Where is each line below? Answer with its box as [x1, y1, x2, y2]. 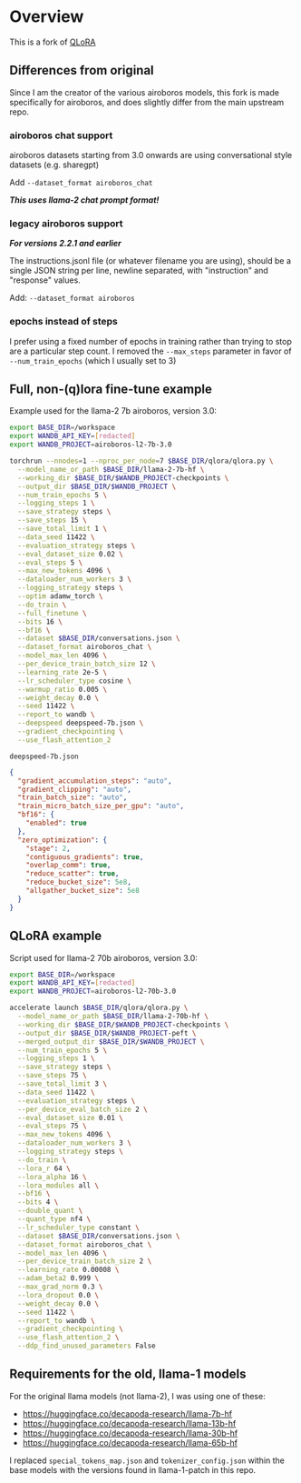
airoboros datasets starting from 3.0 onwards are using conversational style [9, 150, 293, 161]
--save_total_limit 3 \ [17, 1079, 107, 1088]
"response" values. [9, 275, 82, 286]
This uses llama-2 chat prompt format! [9, 195, 160, 205]
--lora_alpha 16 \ [17, 1172, 88, 1181]
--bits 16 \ [17, 616, 63, 626]
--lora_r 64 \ [17, 1164, 71, 1173]
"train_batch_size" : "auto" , [17, 793, 128, 802]
